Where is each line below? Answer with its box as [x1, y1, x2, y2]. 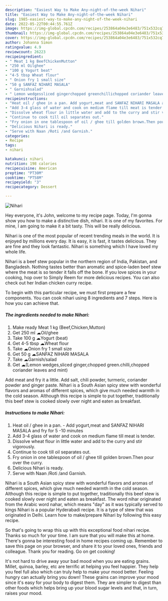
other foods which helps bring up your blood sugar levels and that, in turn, [5, 584, 158, 590]
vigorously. [12, 443, 35, 449]
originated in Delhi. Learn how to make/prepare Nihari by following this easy [5, 512, 161, 518]
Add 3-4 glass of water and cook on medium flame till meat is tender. [12, 433, 155, 439]
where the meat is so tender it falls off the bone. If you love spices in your [5, 269, 156, 275]
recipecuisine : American [5, 166, 57, 171]
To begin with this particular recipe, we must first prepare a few [5, 290, 136, 295]
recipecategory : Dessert [5, 184, 57, 190]
